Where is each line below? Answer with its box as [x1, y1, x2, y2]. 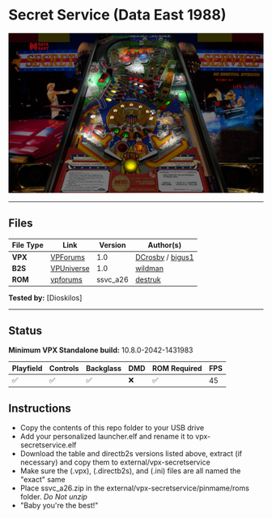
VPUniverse [49, 263, 91, 273]
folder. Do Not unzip [19, 492, 87, 502]
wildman [135, 263, 164, 273]
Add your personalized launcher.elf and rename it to [19, 432, 194, 442]
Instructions [8, 401, 71, 415]
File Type [11, 240, 44, 250]
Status [8, 323, 43, 338]
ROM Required [152, 363, 202, 373]
